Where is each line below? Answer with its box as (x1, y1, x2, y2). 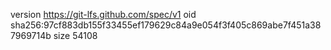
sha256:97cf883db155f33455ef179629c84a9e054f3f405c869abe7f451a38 (10, 19, 322, 31)
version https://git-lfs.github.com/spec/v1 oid (10, 9, 197, 20)
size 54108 (53, 30, 98, 41)
